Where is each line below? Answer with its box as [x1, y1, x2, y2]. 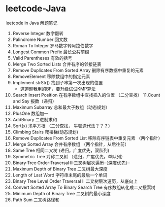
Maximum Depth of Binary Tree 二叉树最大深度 [12, 166, 108, 172]
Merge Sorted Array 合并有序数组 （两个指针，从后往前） [12, 141, 130, 147]
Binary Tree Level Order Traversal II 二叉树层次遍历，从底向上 [12, 178, 138, 184]
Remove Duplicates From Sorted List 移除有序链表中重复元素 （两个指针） [12, 135, 163, 141]
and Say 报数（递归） [12, 98, 57, 104]
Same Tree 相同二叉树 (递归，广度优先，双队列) [12, 147, 110, 153]
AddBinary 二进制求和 [12, 116, 57, 122]
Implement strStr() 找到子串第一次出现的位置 [12, 79, 103, 85]
